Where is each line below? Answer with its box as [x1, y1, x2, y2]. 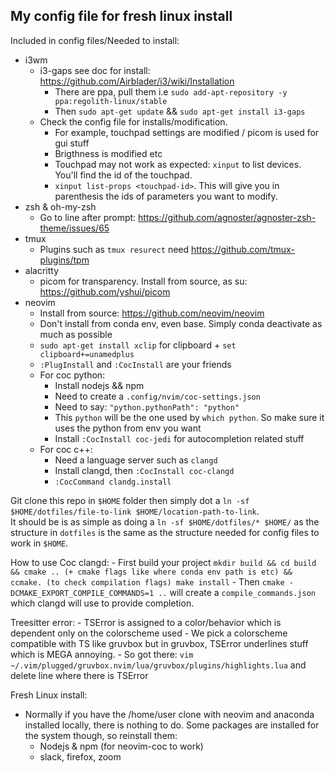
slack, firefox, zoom [39, 750, 122, 763]
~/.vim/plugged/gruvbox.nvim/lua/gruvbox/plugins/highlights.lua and [10, 659, 307, 671]
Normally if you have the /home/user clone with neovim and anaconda [24, 708, 315, 720]
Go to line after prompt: [39, 211, 137, 223]
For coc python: [39, 369, 106, 381]
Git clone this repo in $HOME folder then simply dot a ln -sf [10, 494, 250, 506]
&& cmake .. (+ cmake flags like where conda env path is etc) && [10, 567, 293, 577]
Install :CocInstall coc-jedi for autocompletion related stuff [54, 432, 305, 444]
